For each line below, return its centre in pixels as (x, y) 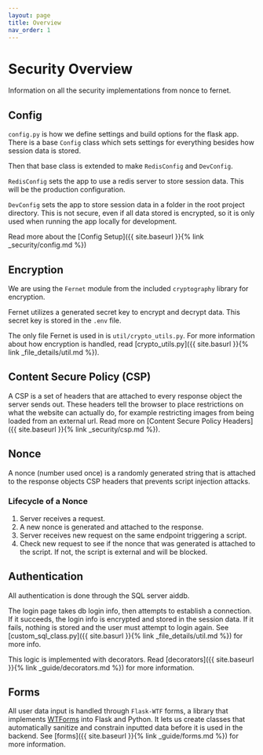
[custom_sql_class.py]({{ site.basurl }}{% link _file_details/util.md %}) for (126, 636)
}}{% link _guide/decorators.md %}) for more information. (101, 667)
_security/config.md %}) (47, 245)
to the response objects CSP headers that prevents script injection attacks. (129, 481)
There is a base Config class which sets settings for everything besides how (131, 143)
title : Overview (35, 23)
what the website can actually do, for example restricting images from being (131, 412)
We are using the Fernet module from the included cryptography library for (128, 288)
